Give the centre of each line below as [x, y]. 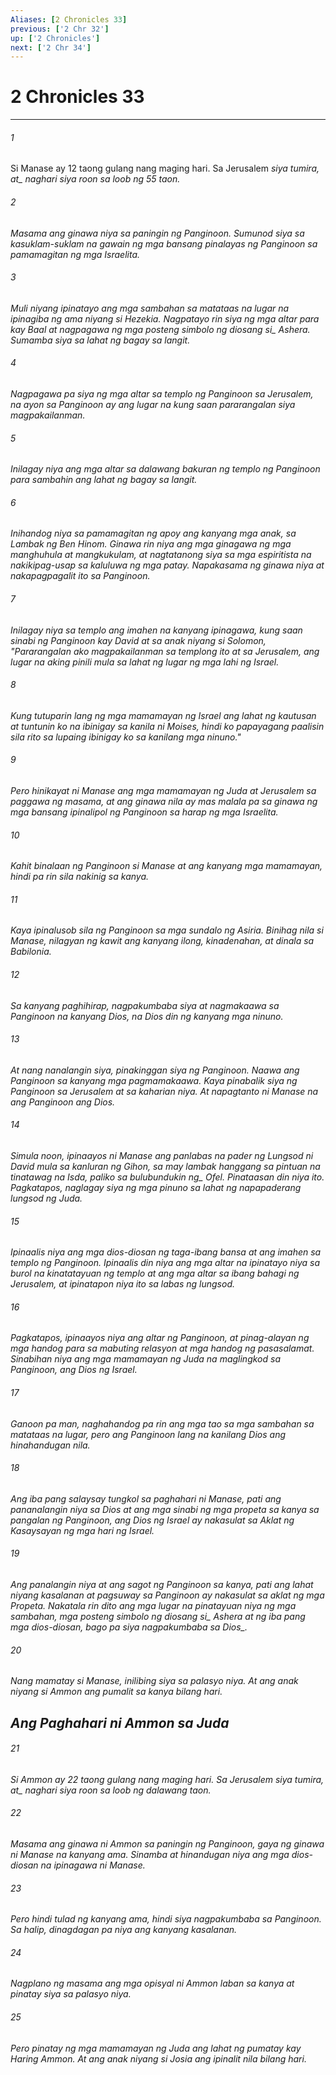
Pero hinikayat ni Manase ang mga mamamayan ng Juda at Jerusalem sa [163, 791]
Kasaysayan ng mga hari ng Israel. [82, 1530]
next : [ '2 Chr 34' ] [51, 47]
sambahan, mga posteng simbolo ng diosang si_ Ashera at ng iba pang [158, 1617]
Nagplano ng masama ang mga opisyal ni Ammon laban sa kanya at [152, 1983]
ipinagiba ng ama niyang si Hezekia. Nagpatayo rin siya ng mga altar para [165, 318]
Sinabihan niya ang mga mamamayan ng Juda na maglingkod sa [146, 1359]
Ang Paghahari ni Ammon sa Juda [120, 1722]
